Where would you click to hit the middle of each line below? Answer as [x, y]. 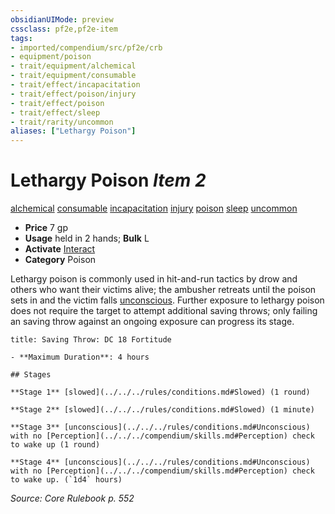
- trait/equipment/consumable [73, 76]
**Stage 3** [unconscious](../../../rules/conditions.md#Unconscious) [160, 427]
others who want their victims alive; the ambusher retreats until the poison [163, 290]
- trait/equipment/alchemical [73, 66]
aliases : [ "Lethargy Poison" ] [73, 131]
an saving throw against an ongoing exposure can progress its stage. [152, 322]
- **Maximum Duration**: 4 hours [80, 357]
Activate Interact [60, 249]
